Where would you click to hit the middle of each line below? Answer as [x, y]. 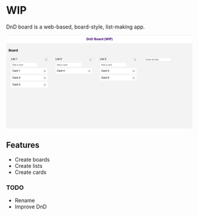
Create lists [28, 166]
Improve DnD [31, 207]
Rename [25, 201]
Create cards [30, 172]
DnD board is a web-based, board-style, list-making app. [76, 27]
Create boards [32, 159]
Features [23, 145]
